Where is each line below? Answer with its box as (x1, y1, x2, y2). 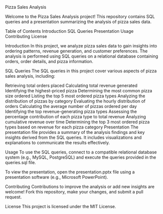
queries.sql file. (5, 160, 36, 165)
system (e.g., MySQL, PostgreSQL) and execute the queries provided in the (5, 154, 156, 160)
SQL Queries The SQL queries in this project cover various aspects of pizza (5, 68, 157, 74)
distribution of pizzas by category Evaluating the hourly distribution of (5, 98, 146, 104)
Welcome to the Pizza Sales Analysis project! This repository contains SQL (5, 14, 155, 19)
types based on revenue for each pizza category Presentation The (5, 124, 139, 130)
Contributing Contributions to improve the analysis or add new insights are (5, 184, 155, 190)
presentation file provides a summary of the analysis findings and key (5, 129, 145, 135)
